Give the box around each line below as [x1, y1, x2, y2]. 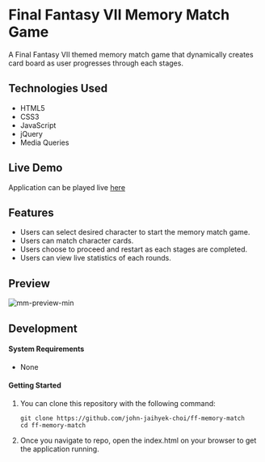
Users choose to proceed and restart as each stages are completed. [19, 244, 248, 254]
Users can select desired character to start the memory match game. [19, 227, 250, 237]
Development [8, 321, 78, 335]
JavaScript [19, 120, 57, 130]
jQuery [19, 129, 43, 138]
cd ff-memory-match [19, 421, 86, 430]
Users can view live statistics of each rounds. [19, 253, 172, 263]
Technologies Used [8, 82, 107, 95]
